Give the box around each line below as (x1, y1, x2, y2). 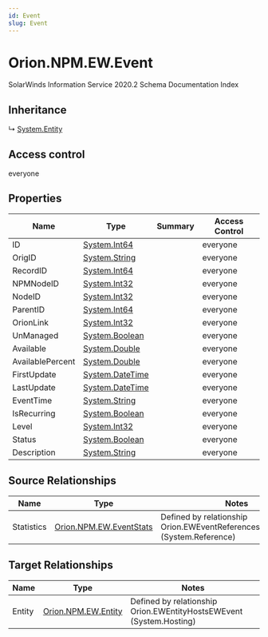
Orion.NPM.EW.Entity (42, 605, 123, 616)
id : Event (8, 11, 41, 20)
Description (12, 447, 56, 458)
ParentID (12, 304, 45, 315)
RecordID (12, 265, 48, 276)
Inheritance (8, 103, 67, 117)
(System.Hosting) (130, 615, 196, 627)
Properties (8, 192, 62, 205)
